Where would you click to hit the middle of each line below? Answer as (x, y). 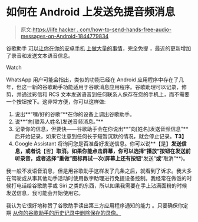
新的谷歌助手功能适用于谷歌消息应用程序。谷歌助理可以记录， (106, 87)
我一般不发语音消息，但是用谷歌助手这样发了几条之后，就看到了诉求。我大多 (99, 171)
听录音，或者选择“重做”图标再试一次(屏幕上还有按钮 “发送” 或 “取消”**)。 (101, 158)
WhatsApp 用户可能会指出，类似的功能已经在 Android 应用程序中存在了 (93, 79)
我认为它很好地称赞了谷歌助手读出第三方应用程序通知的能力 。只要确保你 (95, 205)
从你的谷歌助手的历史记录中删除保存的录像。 (67, 213)
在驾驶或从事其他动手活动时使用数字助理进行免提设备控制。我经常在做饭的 (96, 178)
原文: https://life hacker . (49, 29)
